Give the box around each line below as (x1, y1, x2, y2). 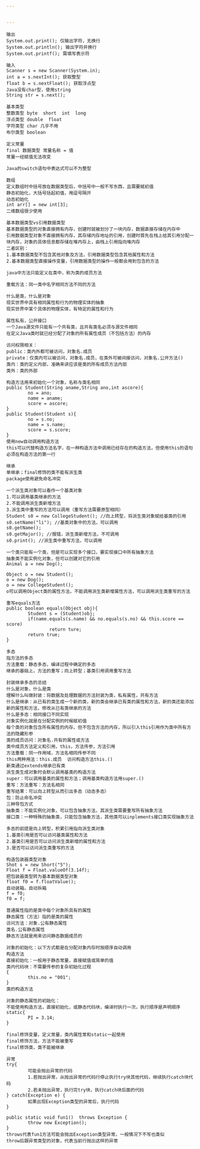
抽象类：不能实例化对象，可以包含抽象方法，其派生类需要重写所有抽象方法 (6, 807, 163, 813)
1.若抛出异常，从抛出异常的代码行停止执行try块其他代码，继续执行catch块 (28, 1074, 189, 1080)
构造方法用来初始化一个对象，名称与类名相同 (6, 379, 100, 386)
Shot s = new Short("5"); (6, 862, 71, 868)
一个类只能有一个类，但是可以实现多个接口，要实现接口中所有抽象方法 (6, 549, 154, 555)
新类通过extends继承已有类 (6, 763, 66, 769)
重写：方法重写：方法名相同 (6, 781, 65, 788)
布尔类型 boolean (6, 129, 46, 136)
